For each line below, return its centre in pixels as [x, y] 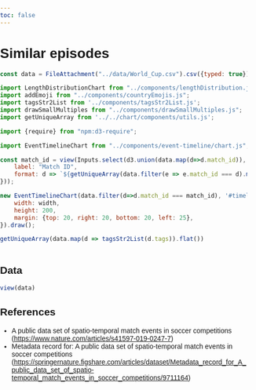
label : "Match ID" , [46, 167]
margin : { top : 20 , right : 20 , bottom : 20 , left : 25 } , [104, 217]
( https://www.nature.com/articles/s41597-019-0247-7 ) [92, 338]
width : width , [37, 203]
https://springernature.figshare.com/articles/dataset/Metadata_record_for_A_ [130, 362]
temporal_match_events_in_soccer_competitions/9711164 [100, 377]
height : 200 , [35, 210]
